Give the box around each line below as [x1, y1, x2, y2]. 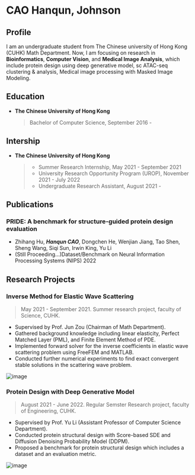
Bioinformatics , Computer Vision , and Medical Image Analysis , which [6, 56, 180, 62]
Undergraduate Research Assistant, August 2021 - [38, 182, 161, 189]
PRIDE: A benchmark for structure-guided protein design [6, 217, 174, 226]
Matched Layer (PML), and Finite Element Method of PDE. [14, 336, 156, 343]
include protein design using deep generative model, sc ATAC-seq [6, 62, 168, 69]
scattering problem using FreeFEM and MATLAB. [14, 349, 135, 356]
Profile [6, 27, 31, 37]
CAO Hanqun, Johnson [6, 4, 121, 17]
